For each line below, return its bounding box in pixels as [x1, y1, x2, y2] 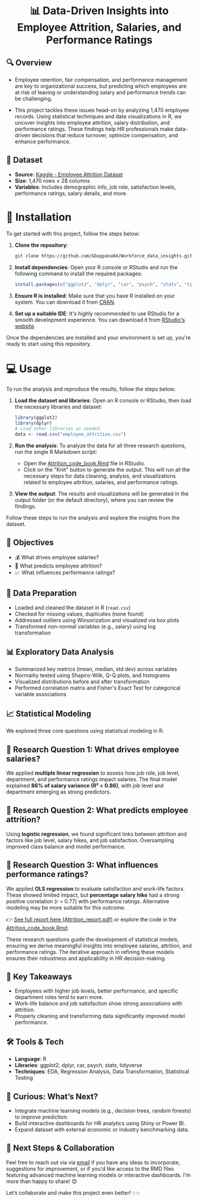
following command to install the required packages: [14, 270, 143, 277]
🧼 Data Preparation [6, 588, 77, 598]
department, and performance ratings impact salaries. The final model [6, 776, 177, 782]
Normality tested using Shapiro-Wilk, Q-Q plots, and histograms [14, 672, 170, 679]
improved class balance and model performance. [6, 843, 126, 850]
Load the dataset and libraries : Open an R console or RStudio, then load [14, 397, 191, 404]
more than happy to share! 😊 [6, 1178, 77, 1185]
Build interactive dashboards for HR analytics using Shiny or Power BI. [14, 1120, 186, 1127]
